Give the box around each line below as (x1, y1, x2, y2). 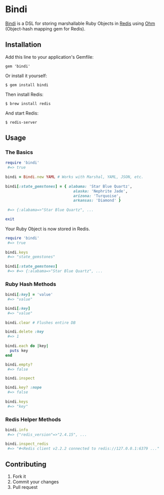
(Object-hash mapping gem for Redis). (5, 25, 86, 31)
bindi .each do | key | (5, 343, 49, 348)
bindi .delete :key (5, 329, 44, 334)
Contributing (5, 460, 47, 469)
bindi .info (5, 428, 28, 433)
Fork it (12, 473, 26, 480)
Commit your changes (12, 479, 59, 485)
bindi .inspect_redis (5, 441, 49, 446)
